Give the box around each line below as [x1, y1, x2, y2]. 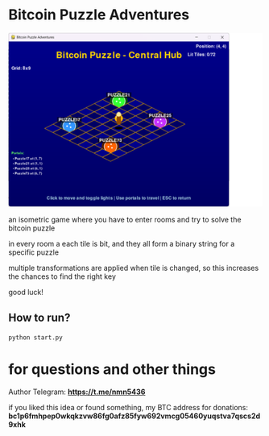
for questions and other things [8, 360, 216, 379]
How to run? [8, 310, 71, 324]
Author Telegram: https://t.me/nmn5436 [8, 387, 146, 397]
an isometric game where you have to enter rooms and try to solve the [8, 215, 242, 225]
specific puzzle [8, 247, 59, 257]
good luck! [8, 288, 44, 297]
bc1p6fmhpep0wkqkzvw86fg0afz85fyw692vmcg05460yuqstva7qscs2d [8, 411, 261, 421]
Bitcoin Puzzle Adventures [8, 6, 190, 24]
